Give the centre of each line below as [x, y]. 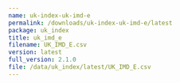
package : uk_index [39, 30]
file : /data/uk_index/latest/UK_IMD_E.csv [80, 67]
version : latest [35, 52]
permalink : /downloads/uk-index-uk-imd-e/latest [90, 23]
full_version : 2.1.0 [43, 60]
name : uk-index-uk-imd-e [49, 15]
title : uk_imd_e [35, 38]
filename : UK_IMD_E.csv [48, 45]
